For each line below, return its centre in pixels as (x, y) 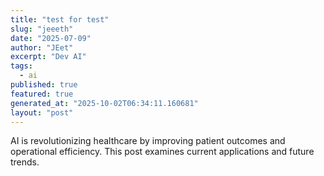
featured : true (42, 94)
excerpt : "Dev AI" (48, 57)
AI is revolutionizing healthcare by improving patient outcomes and (148, 141)
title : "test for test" (60, 19)
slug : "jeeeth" (42, 29)
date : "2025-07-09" (51, 38)
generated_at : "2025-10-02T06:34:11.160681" (104, 103)
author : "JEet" (42, 47)
